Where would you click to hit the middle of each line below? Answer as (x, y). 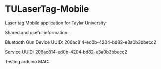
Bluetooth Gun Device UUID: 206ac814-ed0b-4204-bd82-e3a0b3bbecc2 (81, 42)
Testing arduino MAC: (27, 61)
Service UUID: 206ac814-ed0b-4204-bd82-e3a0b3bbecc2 (66, 52)
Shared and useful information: (37, 32)
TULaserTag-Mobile (47, 9)
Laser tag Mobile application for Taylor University (56, 23)
